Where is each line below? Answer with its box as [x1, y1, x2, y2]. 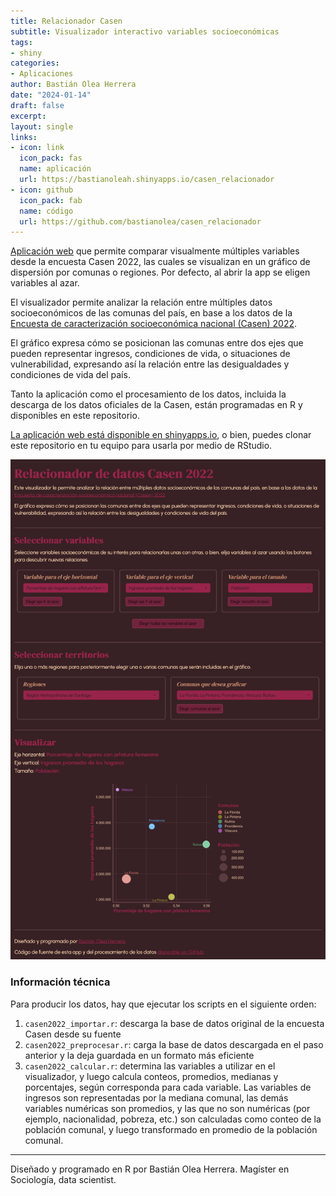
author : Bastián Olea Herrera [10, 80, 137, 90]
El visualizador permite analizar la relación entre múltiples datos [10, 296, 273, 309]
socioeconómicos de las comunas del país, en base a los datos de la [10, 307, 293, 319]
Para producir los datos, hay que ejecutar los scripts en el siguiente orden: [10, 998, 317, 1010]
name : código [19, 206, 74, 216]
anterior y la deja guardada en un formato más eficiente [24, 1049, 255, 1061]
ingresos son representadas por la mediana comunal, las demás [24, 1091, 289, 1104]
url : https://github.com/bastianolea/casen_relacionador [19, 216, 262, 227]
